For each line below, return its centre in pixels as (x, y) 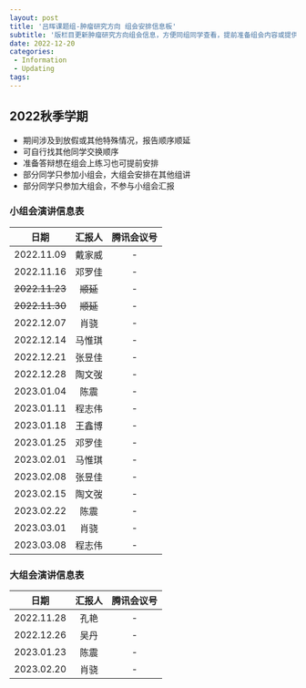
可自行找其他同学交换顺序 (71, 151)
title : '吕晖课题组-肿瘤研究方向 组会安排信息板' (93, 26)
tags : (20, 77)
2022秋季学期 (49, 116)
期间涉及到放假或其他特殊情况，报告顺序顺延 (107, 140)
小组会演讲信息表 (47, 211)
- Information (40, 60)
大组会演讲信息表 (47, 575)
